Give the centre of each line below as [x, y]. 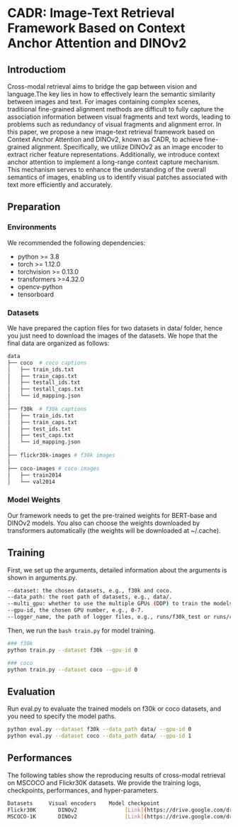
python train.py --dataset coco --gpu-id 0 [73, 669]
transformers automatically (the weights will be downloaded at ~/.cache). [114, 530]
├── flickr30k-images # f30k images [61, 455]
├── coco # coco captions [47, 363]
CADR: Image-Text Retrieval [91, 13]
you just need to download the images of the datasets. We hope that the [113, 335]
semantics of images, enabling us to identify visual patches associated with [118, 177]
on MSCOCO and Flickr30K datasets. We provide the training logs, [104, 782]
